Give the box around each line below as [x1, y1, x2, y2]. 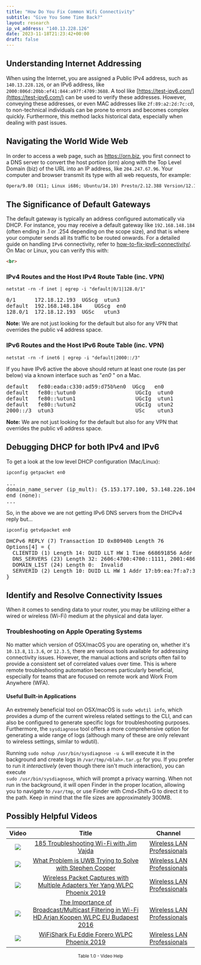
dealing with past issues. [6, 119, 68, 126]
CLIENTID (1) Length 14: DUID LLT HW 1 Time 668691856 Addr [12, 549, 193, 556]
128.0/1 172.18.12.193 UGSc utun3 [6, 309, 120, 316]
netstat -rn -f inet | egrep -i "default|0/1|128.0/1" [6, 286, 146, 292]
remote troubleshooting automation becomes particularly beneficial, [6, 666, 174, 673]
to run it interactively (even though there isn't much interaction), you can [6, 762, 185, 769]
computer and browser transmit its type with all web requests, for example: [6, 171, 191, 178]
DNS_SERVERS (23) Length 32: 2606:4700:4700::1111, [12, 555, 167, 562]
